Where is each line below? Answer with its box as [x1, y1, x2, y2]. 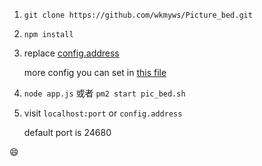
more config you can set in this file [23, 67, 167, 78]
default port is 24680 [23, 127, 112, 138]
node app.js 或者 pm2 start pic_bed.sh [23, 87, 186, 99]
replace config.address [23, 47, 120, 59]
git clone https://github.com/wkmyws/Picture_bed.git [23, 10, 253, 20]
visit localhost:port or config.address [23, 107, 183, 119]
